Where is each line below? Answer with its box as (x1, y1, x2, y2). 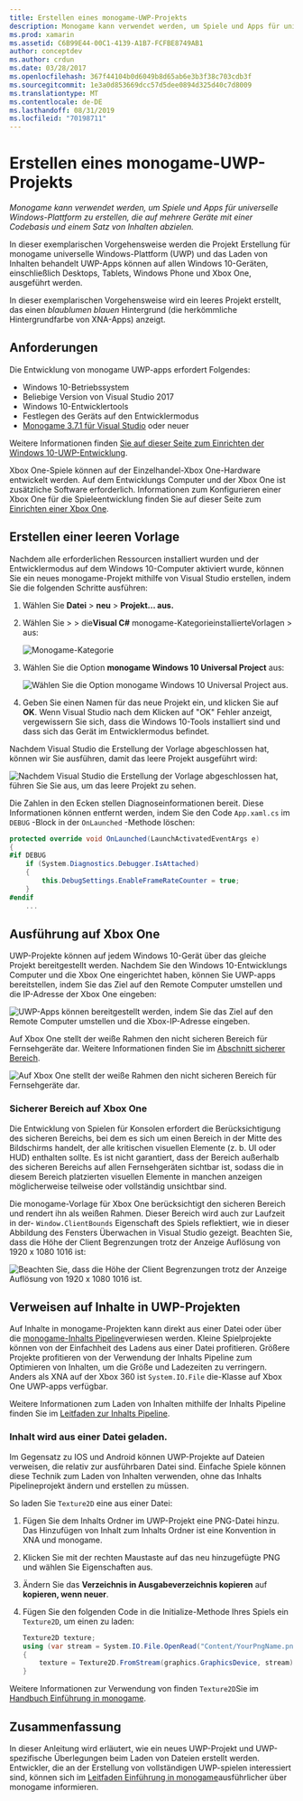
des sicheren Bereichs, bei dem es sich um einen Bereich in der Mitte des (9, 1132, 282, 1144)
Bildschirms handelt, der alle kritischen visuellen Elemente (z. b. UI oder (9, 1142, 277, 1153)
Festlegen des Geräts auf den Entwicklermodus (22, 410, 199, 421)
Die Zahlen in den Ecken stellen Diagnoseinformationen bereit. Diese (9, 797, 264, 808)
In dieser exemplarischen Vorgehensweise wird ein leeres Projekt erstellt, (9, 295, 282, 306)
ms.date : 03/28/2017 (9, 64, 87, 73)
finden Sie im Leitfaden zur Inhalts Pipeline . (9, 1408, 170, 1419)
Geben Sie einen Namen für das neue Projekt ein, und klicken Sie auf (22, 697, 280, 708)
